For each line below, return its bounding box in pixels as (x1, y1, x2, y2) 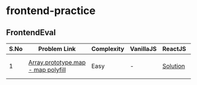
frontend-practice (6, 4, 96, 18)
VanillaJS (130, 45, 157, 53)
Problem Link (38, 45, 76, 53)
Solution (162, 62, 185, 70)
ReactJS (162, 45, 186, 53)
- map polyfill (28, 66, 66, 74)
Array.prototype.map (28, 59, 86, 66)
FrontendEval (6, 28, 56, 38)
